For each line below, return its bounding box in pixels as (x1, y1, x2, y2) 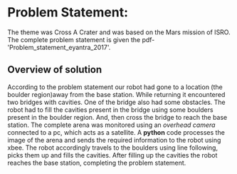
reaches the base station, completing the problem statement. (7, 158, 186, 167)
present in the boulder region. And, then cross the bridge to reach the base (7, 113, 228, 121)
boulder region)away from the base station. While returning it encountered (7, 90, 226, 98)
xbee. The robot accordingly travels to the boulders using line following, (7, 143, 218, 152)
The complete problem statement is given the (7, 35, 141, 43)
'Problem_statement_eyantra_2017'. (7, 43, 111, 51)
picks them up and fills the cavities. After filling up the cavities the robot (7, 150, 218, 159)
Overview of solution (7, 63, 102, 76)
